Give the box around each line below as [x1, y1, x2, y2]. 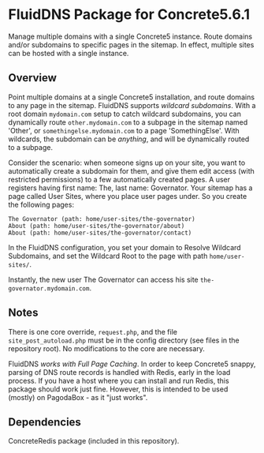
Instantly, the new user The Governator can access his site [8, 275, 199, 284]
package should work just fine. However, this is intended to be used [8, 384, 229, 394]
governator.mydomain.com [8, 284, 90, 293]
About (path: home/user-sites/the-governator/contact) [8, 229, 192, 237]
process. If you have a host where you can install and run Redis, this [8, 376, 230, 385]
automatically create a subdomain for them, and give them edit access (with [8, 166, 255, 175]
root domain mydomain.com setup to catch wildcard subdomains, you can [8, 109, 242, 118]
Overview [8, 71, 58, 84]
